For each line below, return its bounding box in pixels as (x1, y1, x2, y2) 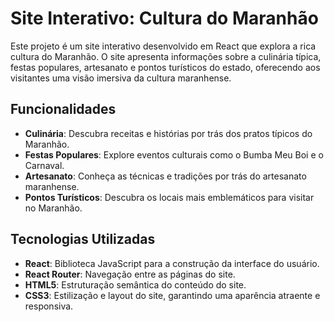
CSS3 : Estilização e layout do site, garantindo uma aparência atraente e (24, 289, 321, 301)
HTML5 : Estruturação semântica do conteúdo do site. (24, 278, 247, 291)
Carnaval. (24, 159, 65, 171)
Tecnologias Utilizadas (10, 231, 156, 248)
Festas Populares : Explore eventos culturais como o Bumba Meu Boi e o (24, 148, 324, 161)
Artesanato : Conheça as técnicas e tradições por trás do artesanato (24, 170, 307, 182)
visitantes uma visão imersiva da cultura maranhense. (10, 72, 232, 84)
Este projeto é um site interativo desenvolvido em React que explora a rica (10, 40, 317, 52)
